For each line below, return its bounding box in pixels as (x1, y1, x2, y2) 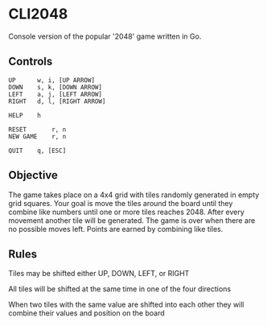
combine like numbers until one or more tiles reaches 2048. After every (8, 207, 245, 217)
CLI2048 (8, 5, 68, 23)
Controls (8, 55, 53, 68)
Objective (8, 168, 59, 182)
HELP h (8, 111, 42, 119)
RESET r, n (8, 126, 67, 134)
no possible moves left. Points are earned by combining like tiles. (8, 224, 224, 233)
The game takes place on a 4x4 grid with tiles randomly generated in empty (8, 190, 260, 200)
